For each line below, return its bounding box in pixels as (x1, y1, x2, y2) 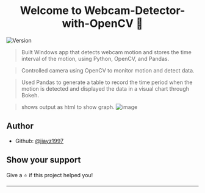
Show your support (6, 155, 81, 165)
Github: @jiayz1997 (15, 137, 64, 144)
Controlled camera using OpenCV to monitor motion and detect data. (21, 66, 195, 74)
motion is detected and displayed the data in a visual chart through (21, 85, 190, 92)
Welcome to (20, 4, 82, 18)
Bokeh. (21, 91, 40, 99)
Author (6, 121, 34, 132)
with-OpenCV (62, 16, 134, 30)
